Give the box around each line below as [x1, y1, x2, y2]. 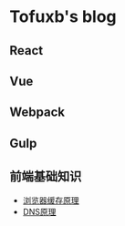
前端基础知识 [9, 169, 82, 184]
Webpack [9, 105, 66, 120]
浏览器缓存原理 [22, 194, 79, 206]
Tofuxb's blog [9, 6, 117, 27]
